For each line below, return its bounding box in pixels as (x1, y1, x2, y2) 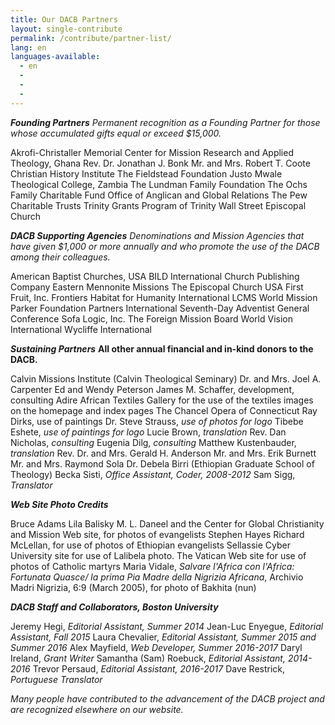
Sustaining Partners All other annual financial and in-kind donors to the (10, 342, 314, 355)
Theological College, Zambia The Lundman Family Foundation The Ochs (10, 178, 308, 190)
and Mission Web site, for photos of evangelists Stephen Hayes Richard (10, 528, 305, 540)
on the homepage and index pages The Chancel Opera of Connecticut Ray (10, 404, 318, 416)
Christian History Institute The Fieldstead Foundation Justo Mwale (10, 167, 283, 180)
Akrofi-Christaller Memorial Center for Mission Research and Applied (10, 146, 294, 158)
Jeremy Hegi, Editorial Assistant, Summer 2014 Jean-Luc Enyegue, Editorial (10, 620, 324, 632)
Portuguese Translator (10, 673, 103, 685)
